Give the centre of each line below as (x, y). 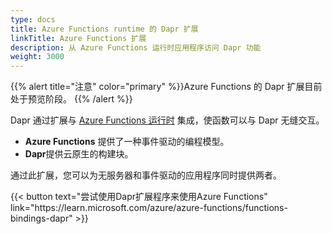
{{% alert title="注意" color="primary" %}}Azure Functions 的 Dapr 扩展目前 (166, 87)
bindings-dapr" (41, 218)
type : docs (33, 19)
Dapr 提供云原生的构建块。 (79, 154)
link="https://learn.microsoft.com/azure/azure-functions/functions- (149, 208)
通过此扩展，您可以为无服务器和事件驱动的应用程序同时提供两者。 (146, 175)
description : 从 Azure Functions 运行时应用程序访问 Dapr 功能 (136, 47)
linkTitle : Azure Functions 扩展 (78, 38)
